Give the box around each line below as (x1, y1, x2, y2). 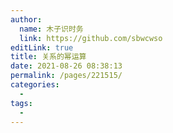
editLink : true (10, 42, 74, 53)
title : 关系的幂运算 (10, 52, 87, 62)
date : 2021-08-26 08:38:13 (10, 61, 123, 71)
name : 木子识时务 (19, 24, 84, 34)
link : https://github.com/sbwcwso (19, 33, 163, 43)
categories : (10, 80, 60, 90)
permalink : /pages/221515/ (10, 71, 123, 81)
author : (10, 14, 43, 25)
